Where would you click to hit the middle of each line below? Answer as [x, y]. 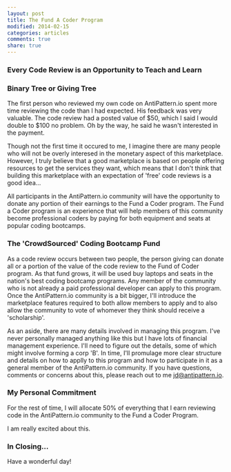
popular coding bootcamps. [47, 226]
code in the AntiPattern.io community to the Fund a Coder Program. [103, 415]
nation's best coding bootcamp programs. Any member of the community [112, 281]
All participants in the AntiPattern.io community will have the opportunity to [114, 196]
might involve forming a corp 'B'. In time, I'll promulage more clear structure [114, 352]
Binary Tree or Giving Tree [52, 88]
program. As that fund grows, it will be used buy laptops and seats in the [110, 273]
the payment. [26, 133]
